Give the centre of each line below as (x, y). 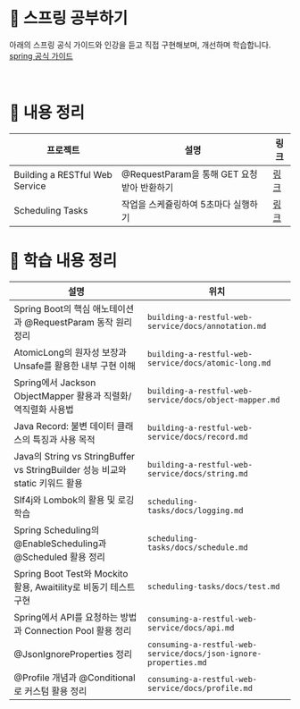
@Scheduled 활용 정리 (59, 557)
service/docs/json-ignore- (204, 653)
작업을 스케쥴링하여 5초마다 (176, 204)
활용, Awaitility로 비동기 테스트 (75, 587)
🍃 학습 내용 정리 (63, 261)
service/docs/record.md (197, 436)
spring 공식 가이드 (41, 55)
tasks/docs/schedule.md (197, 547)
